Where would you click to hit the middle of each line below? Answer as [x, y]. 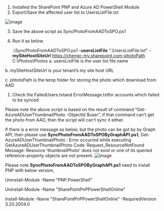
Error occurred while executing [100, 140]
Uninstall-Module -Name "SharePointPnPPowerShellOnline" [65, 189]
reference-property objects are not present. [49, 155]
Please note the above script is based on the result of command [70, 109]
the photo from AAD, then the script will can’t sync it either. [65, 120]
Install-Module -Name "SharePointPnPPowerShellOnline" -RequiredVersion [81, 199]
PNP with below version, [30, 170]
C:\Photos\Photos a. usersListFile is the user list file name [70, 61]
